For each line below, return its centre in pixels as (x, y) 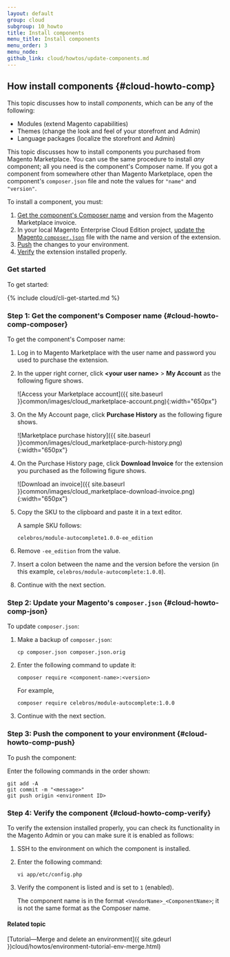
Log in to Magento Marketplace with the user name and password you (116, 353)
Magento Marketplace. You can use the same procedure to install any (106, 159)
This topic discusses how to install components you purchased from (104, 152)
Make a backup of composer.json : (64, 640)
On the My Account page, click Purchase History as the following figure (119, 415)
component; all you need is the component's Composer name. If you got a (113, 166)
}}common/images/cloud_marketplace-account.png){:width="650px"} (117, 401)
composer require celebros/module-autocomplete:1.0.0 (96, 703)
